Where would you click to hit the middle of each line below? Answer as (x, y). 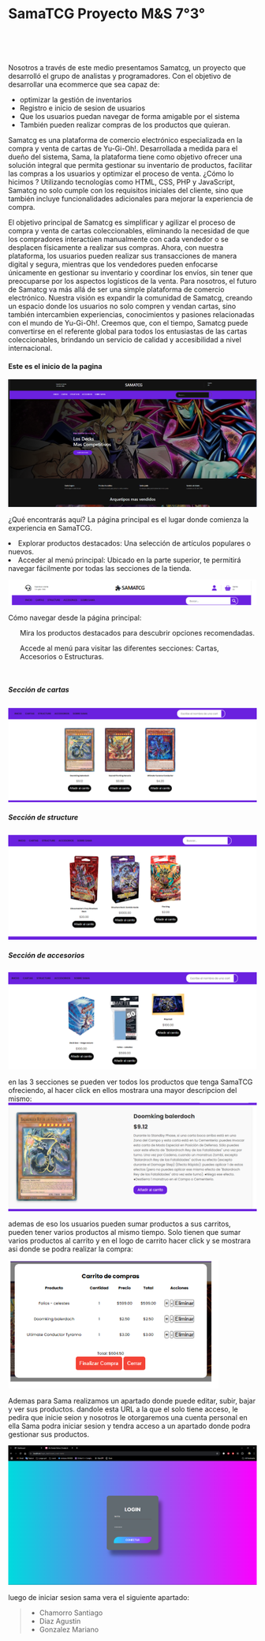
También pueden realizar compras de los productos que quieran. (125, 125)
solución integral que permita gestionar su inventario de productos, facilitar (131, 165)
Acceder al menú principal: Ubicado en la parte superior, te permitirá (130, 560)
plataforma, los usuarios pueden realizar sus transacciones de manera (123, 255)
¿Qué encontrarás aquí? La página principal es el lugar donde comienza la (129, 519)
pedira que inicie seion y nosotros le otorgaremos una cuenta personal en (128, 1417)
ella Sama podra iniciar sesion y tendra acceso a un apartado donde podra (129, 1426)
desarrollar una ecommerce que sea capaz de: (84, 84)
